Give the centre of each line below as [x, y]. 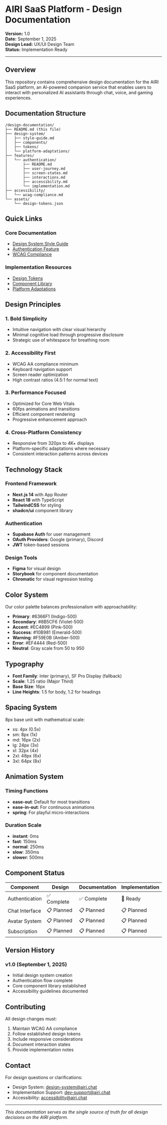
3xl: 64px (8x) [27, 761]
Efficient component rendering [44, 414]
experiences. [19, 98]
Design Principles [33, 304]
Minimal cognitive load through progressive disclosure [68, 335]
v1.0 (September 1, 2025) [36, 964]
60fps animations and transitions [46, 409]
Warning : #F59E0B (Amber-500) [46, 638]
